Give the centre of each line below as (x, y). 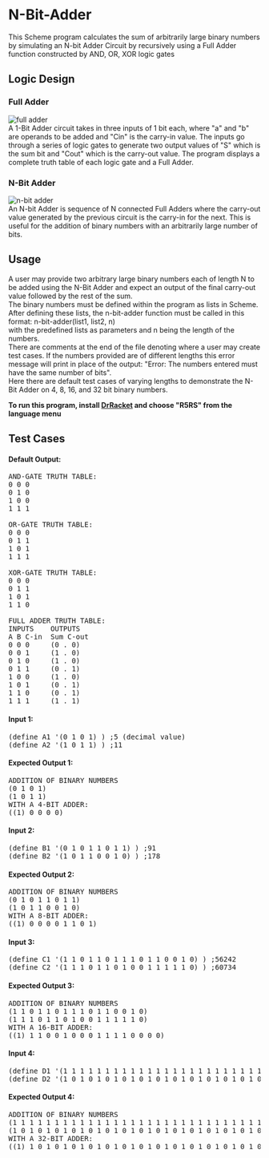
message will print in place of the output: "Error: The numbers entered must (133, 364)
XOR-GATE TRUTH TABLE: (53, 573)
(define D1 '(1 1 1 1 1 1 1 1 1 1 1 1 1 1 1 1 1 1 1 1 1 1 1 (131, 1071)
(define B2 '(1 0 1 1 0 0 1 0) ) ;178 (84, 856)
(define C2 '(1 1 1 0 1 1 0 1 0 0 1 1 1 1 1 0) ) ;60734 (122, 968)
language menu (35, 414)
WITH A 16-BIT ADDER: (51, 1027)
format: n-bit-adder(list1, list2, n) (62, 321)
